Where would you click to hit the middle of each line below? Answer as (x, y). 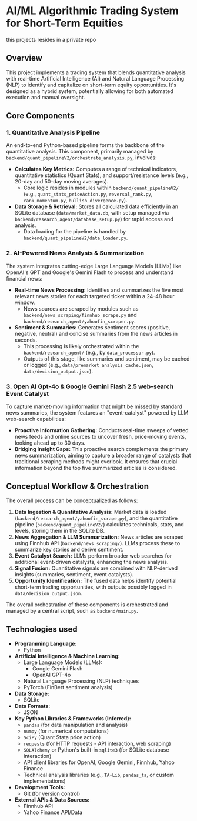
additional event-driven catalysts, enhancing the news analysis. (91, 562)
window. (25, 302)
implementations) (44, 781)
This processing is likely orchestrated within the (81, 346)
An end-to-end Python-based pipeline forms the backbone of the (85, 145)
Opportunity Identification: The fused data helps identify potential (96, 580)
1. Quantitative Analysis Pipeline (53, 132)
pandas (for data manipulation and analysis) (76, 725)
